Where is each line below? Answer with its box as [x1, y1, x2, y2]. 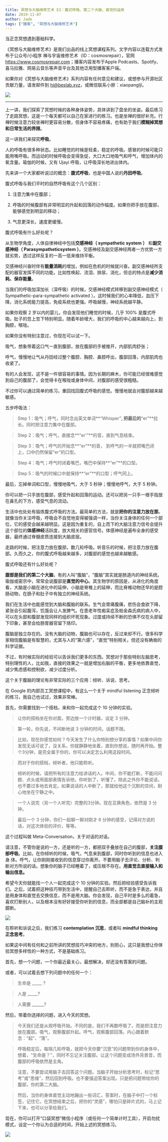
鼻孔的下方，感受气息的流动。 [9, 498, 71, 504]
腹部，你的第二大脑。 [17, 1081, 61, 1087]
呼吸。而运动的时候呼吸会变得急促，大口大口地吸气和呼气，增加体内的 [18, 153, 163, 159]
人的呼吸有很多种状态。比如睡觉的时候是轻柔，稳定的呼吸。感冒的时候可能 [5, 147, 158, 153]
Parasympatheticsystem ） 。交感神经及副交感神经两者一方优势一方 [23, 246, 162, 252]
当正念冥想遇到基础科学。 [5, 36, 58, 42]
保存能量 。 [13, 276, 36, 282]
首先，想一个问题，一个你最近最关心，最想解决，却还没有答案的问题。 [5, 959, 150, 965]
